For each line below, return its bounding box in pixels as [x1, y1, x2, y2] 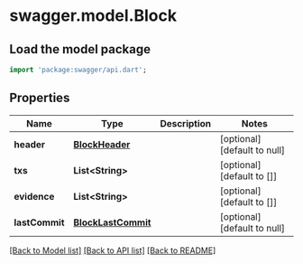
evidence [14, 190, 55, 203]
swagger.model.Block [9, 5, 178, 26]
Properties [9, 90, 70, 106]
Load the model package [9, 42, 151, 57]
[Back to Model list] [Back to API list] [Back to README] [9, 245, 216, 256]
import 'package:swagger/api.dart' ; [9, 65, 147, 74]
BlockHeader [73, 137, 131, 150]
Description [160, 117, 212, 129]
